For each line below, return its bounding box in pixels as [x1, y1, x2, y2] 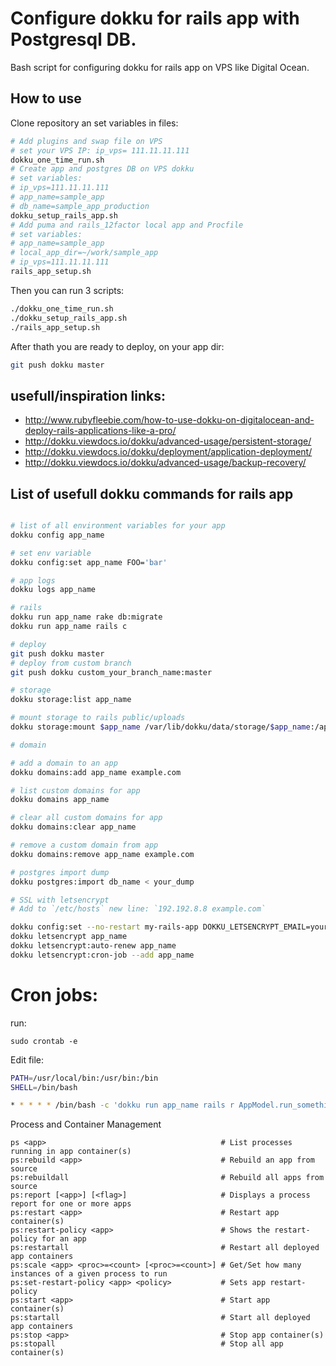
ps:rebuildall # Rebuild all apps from [10, 1173, 325, 1183]
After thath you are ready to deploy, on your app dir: [10, 340, 225, 352]
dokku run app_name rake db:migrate [10, 612, 163, 622]
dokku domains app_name [10, 795, 110, 805]
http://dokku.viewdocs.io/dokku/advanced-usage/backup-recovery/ [24, 457, 307, 469]
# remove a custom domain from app [10, 840, 159, 850]
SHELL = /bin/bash [10, 1082, 78, 1092]
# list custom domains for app [10, 785, 141, 796]
